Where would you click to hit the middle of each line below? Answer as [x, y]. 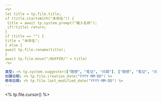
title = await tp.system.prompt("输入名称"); [52, 23]
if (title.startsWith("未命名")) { [40, 18]
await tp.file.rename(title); [35, 50]
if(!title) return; [27, 27]
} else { [14, 45]
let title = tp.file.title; [33, 14]
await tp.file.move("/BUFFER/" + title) [46, 59]
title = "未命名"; [22, 41]
